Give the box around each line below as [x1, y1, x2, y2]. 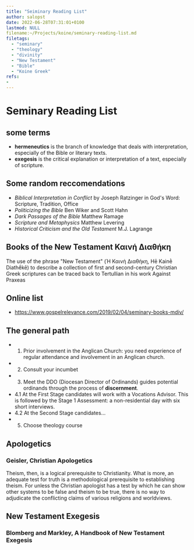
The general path [6, 326, 70, 335]
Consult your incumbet [23, 366, 79, 373]
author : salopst [6, 14, 45, 20]
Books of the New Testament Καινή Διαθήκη [6, 242, 171, 252]
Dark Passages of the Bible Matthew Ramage [14, 213, 124, 220]
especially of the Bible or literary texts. [14, 150, 107, 156]
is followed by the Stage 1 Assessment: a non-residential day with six [14, 397, 181, 404]
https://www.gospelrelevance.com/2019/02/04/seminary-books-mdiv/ [14, 309, 184, 316]
